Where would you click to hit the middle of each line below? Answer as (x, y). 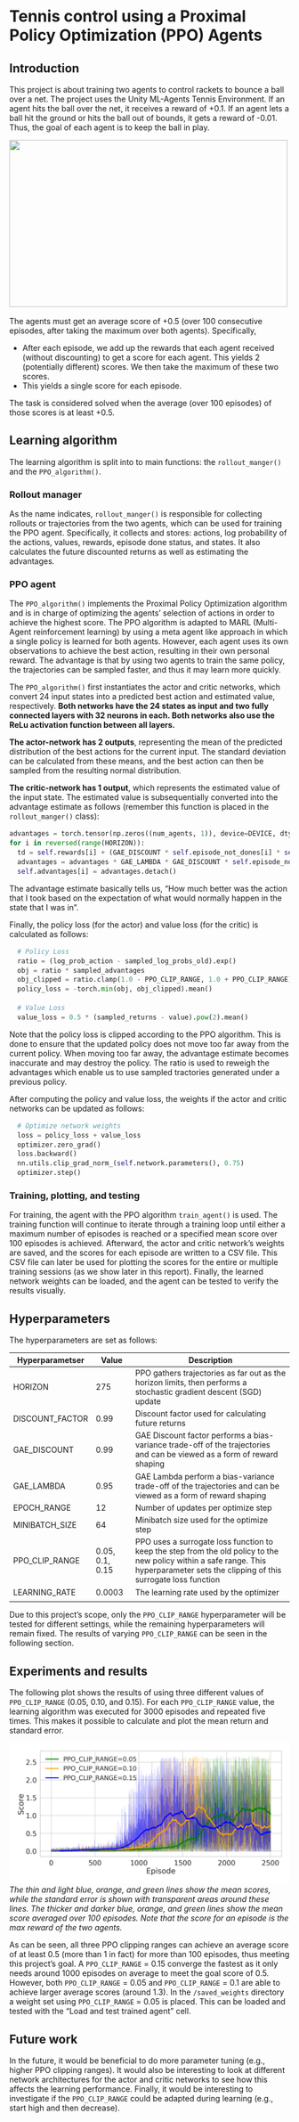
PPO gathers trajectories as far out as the (210, 1373)
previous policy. (38, 1081)
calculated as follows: (49, 934)
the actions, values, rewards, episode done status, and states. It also (135, 543)
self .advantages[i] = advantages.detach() (97, 871)
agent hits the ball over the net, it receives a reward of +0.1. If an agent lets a (149, 108)
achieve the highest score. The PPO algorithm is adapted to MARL (130, 623)
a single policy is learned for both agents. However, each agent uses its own (149, 641)
